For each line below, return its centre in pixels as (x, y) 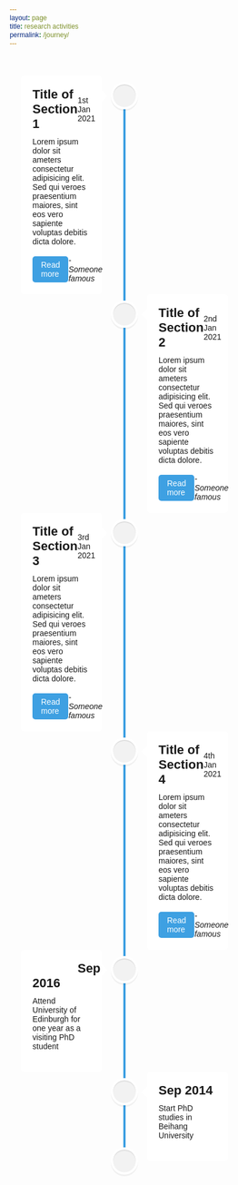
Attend (44, 1001)
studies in (175, 1117)
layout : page (28, 18)
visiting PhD (53, 1037)
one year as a (56, 1028)
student (45, 1047)
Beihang (173, 1126)
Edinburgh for (56, 1019)
